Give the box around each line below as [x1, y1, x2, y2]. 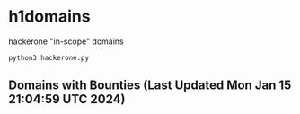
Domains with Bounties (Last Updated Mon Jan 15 [8, 78, 292, 93]
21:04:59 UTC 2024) [8, 92, 126, 107]
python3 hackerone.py [8, 53, 90, 62]
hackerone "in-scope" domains [8, 36, 125, 47]
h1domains [8, 6, 91, 27]
